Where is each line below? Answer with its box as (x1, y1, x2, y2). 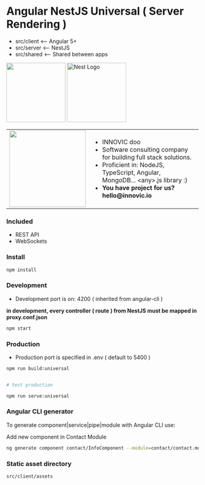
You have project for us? (102, 183, 175, 192)
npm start (6, 325, 32, 331)
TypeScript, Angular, (102, 168, 161, 177)
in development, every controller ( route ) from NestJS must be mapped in (6, 307, 197, 314)
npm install (6, 267, 37, 273)
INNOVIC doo (102, 138, 141, 146)
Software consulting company (102, 145, 189, 154)
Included (6, 217, 34, 226)
